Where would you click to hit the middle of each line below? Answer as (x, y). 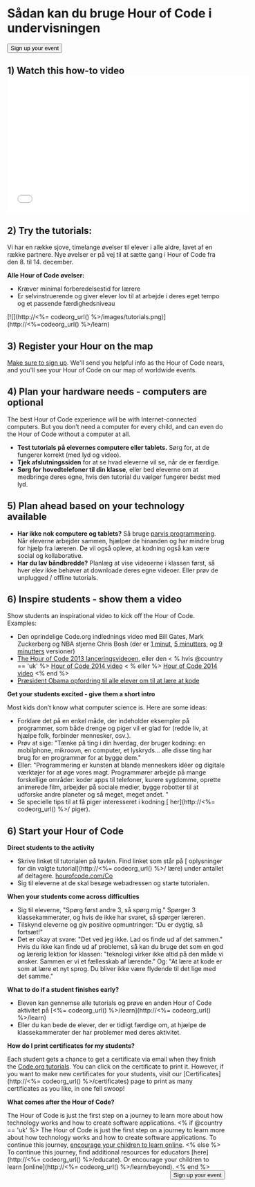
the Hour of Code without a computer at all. (69, 434)
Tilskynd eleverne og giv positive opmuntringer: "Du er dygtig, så (110, 925)
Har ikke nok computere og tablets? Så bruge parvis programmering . (116, 533)
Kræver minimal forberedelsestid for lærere (79, 289)
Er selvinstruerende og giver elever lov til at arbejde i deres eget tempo (118, 296)
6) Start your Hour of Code (66, 831)
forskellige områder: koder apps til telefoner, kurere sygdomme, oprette (119, 780)
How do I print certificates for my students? (71, 1046)
